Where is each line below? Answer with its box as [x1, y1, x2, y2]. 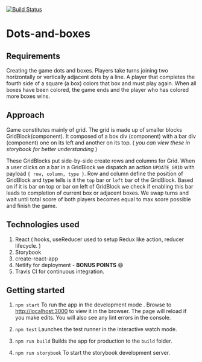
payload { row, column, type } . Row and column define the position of [6, 170, 183, 177]
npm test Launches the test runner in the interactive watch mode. [14, 326, 178, 333]
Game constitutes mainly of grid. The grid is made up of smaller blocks [6, 126, 183, 133]
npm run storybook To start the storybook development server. [14, 349, 171, 357]
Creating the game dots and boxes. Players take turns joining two [6, 67, 169, 74]
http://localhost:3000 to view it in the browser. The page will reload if [14, 308, 187, 315]
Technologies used [6, 219, 80, 230]
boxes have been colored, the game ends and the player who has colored [6, 86, 189, 93]
